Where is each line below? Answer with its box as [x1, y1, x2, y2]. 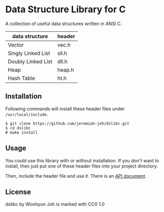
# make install [5, 130, 38, 135]
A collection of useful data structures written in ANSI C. [5, 20, 122, 27]
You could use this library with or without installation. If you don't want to [5, 157, 159, 163]
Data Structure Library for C [5, 4, 126, 15]
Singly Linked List [8, 50, 50, 57]
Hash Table [8, 74, 35, 81]
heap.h [57, 66, 74, 73]
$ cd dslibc [5, 125, 31, 131]
